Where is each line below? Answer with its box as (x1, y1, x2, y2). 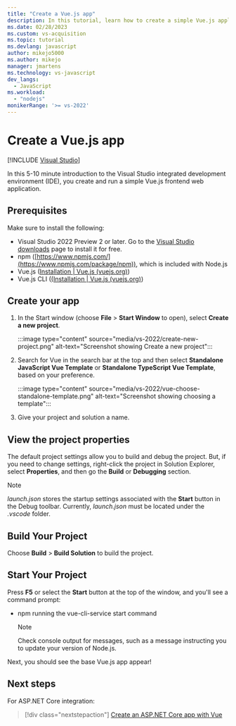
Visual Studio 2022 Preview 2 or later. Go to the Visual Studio (17, 237, 195, 245)
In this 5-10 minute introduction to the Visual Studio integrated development (7, 169, 226, 178)
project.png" (17, 343, 54, 351)
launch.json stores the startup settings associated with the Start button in (7, 495, 221, 503)
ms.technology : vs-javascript (7, 69, 96, 76)
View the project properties (7, 433, 130, 445)
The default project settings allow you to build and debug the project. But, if (7, 453, 226, 461)
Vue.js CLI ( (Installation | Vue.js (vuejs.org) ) (17, 274, 144, 283)
